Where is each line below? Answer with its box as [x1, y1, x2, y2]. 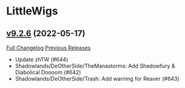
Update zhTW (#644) [15, 56, 68, 63]
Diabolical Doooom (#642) [15, 69, 82, 76]
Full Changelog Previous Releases [6, 44, 91, 51]
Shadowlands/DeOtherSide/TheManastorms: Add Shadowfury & [15, 62, 175, 69]
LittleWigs [6, 4, 59, 18]
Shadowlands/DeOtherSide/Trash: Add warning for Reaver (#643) [15, 75, 180, 82]
